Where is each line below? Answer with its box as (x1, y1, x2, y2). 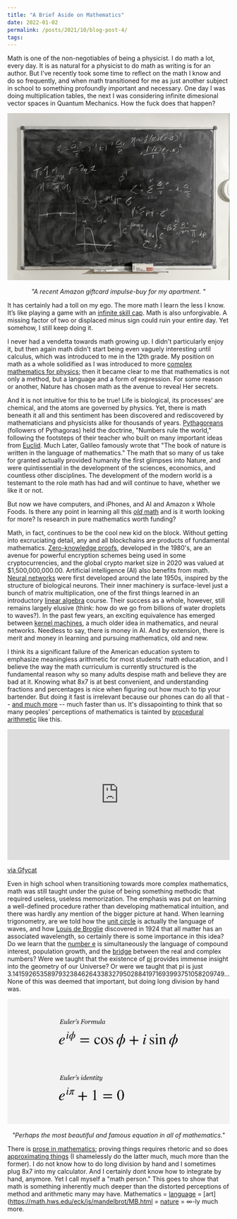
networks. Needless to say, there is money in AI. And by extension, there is (7, 626, 225, 635)
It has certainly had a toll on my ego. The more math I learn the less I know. (7, 301, 226, 310)
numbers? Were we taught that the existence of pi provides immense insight (7, 955, 229, 963)
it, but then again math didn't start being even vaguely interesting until (7, 345, 212, 354)
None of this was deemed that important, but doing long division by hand (7, 977, 220, 986)
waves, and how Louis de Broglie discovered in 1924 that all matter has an (7, 925, 222, 933)
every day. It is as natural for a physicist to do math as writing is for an (7, 62, 212, 70)
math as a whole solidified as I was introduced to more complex (7, 360, 193, 368)
